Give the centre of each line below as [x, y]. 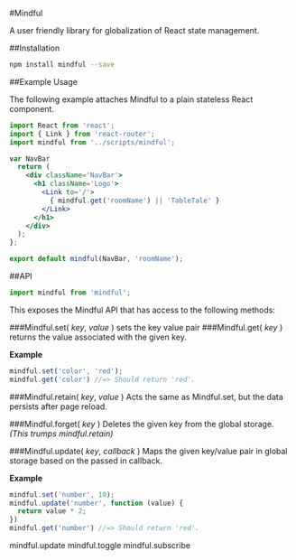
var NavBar [30, 159]
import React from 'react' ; [62, 126]
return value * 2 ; [52, 511]
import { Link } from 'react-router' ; [82, 134]
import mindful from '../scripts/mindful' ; [92, 142]
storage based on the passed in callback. [86, 461]
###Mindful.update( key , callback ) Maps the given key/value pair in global [148, 451]
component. [32, 108]
